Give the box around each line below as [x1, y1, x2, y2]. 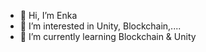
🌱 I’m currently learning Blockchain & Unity [19, 31, 197, 42]
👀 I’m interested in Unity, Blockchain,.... [19, 20, 182, 32]
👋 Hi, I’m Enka [19, 10, 78, 21]
